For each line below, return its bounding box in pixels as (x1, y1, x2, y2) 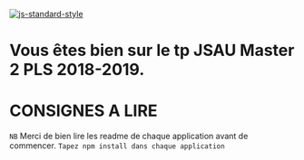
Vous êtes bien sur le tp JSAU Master (9, 41, 295, 61)
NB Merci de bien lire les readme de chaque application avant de (9, 131, 249, 142)
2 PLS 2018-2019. (9, 60, 145, 80)
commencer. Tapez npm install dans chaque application (9, 140, 225, 151)
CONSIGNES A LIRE (9, 100, 158, 121)
